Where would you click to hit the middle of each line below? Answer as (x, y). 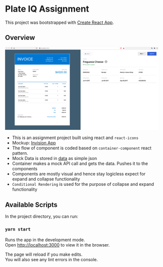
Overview (20, 38)
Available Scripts (31, 205)
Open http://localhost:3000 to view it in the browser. (57, 245)
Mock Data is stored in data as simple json (54, 159)
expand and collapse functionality (46, 179)
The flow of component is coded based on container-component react (82, 148)
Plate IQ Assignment (47, 9)
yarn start (18, 229)
